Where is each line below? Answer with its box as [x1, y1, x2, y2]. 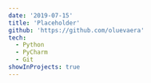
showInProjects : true [8, 63, 81, 71]
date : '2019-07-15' [8, 11, 74, 20]
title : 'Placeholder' [8, 19, 81, 27]
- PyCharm [15, 48, 48, 56]
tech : [8, 33, 26, 42]
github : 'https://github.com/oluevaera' [8, 26, 145, 34]
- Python [15, 41, 45, 49]
